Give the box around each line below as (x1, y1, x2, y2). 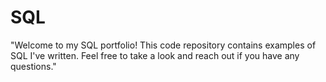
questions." (10, 60, 57, 72)
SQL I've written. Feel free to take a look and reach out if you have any (10, 49, 300, 61)
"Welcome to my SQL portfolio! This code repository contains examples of (10, 39, 317, 51)
